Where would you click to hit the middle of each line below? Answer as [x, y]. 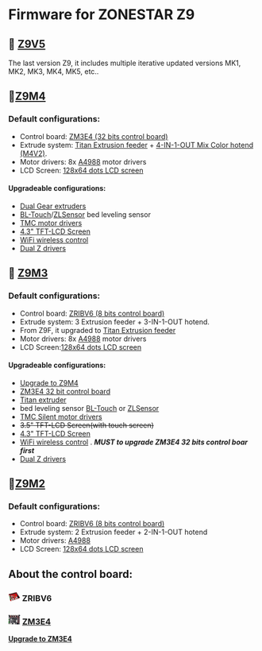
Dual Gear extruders [53, 206]
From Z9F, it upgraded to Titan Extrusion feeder [98, 330]
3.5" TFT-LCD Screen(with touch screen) [87, 425]
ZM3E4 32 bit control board [65, 391]
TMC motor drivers [51, 223]
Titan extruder [43, 400]
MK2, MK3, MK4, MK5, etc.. [54, 72]
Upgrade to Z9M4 [49, 382]
